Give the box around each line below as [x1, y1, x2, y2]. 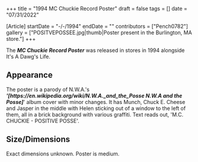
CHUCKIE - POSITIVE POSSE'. [6, 117, 80, 124]
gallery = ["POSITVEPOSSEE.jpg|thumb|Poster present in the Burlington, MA [6, 29, 192, 36]
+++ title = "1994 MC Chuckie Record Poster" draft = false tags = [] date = [6, 5, 188, 12]
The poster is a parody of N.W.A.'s [6, 86, 90, 93]
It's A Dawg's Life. [6, 53, 51, 60]
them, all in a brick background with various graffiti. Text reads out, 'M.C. [6, 111, 184, 118]
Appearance [6, 70, 53, 80]
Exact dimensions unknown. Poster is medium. [6, 150, 120, 157]
